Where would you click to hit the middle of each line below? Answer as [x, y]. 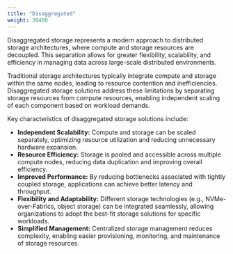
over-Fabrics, [37, 206]
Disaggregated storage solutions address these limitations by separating [111, 90]
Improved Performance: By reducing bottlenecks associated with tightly [121, 176]
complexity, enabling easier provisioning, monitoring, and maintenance [119, 236]
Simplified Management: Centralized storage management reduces [115, 228]
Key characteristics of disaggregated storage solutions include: [98, 118]
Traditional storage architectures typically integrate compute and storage [112, 76]
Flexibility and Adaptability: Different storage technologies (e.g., [110, 198]
